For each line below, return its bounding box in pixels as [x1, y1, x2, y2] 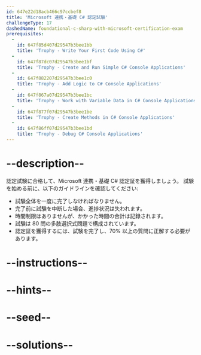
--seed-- [6, 311, 51, 325]
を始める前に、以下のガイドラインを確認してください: [6, 185, 139, 192]
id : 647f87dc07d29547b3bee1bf [17, 59, 93, 65]
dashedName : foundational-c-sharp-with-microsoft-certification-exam [6, 25, 184, 32]
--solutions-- [6, 338, 74, 351]
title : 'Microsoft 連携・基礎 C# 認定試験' [6, 14, 108, 20]
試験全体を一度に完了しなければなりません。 [14, 197, 126, 204]
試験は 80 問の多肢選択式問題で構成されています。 [14, 219, 139, 227]
